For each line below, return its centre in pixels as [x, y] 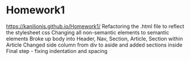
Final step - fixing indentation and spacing [57, 51]
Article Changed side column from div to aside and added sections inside [94, 45]
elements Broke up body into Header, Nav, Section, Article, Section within [94, 38]
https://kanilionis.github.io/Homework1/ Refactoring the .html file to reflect [95, 26]
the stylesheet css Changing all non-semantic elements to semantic [88, 32]
